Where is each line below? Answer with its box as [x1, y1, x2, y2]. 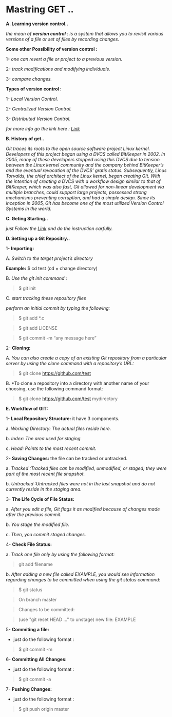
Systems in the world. [6, 205, 52, 212]
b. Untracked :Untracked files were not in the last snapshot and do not [6, 480, 156, 486]
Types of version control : [6, 86, 62, 92]
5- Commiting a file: [6, 626, 49, 632]
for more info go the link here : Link [6, 125, 80, 131]
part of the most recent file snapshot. [6, 470, 85, 477]
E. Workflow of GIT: [6, 405, 48, 411]
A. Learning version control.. [6, 21, 68, 27]
